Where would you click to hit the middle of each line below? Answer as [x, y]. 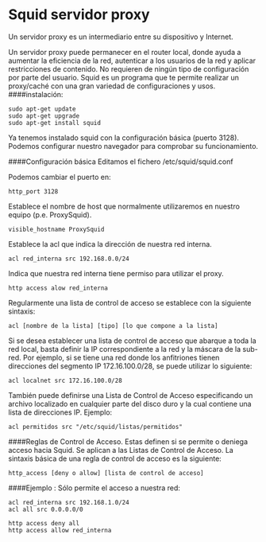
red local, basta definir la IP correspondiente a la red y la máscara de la [125, 349]
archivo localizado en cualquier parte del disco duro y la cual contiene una [130, 404]
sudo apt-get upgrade [44, 116]
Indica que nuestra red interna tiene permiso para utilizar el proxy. [116, 273]
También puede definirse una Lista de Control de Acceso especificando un [131, 395]
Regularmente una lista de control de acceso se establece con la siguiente [130, 302]
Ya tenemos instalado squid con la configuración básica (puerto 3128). [124, 138]
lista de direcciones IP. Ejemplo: [60, 412]
